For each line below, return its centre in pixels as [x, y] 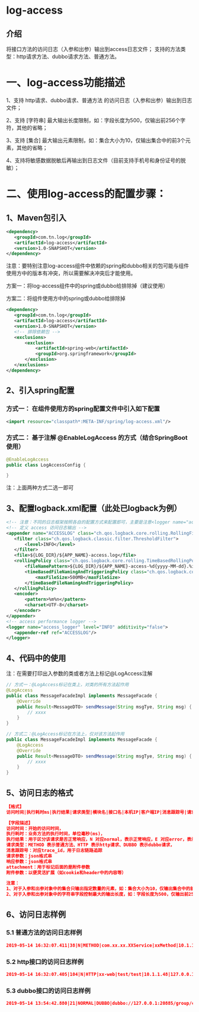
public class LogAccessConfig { [46, 465]
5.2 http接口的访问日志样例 [45, 962]
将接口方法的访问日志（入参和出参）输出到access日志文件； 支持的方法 [93, 49]
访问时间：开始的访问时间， [35, 829]
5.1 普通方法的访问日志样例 [44, 932]
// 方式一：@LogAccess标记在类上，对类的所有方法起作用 [68, 685]
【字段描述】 [20, 823]
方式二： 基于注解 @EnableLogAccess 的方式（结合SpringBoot [97, 438]
